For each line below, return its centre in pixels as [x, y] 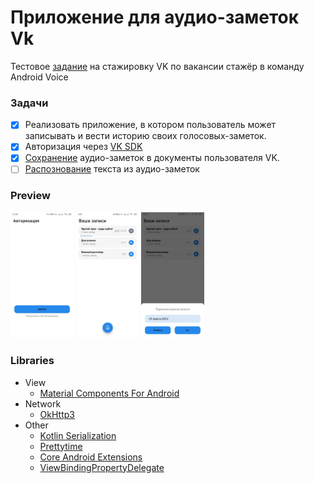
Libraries [32, 361]
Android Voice [39, 77]
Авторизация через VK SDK [83, 147]
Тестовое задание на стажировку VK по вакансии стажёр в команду [157, 66]
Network [43, 403]
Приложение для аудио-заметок [155, 17]
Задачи [29, 103]
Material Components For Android [109, 393]
